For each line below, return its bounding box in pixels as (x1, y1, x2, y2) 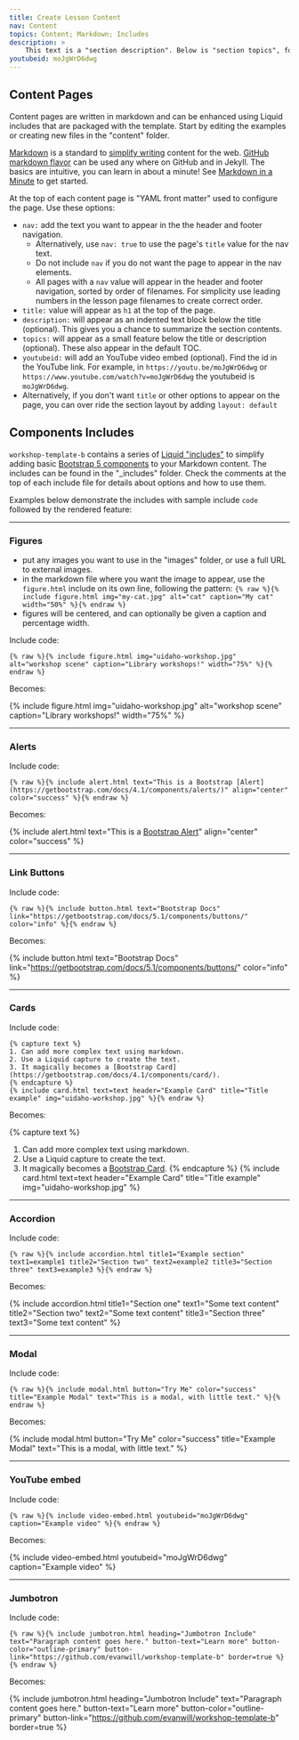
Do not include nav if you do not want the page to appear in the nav (35, 257, 282, 268)
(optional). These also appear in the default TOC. (21, 342, 202, 353)
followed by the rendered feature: (9, 504, 132, 515)
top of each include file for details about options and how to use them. (9, 477, 267, 488)
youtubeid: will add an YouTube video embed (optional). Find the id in (21, 352, 278, 362)
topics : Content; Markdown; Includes (9, 29, 149, 38)
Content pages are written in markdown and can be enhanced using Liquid (9, 110, 283, 121)
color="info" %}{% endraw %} (9, 919, 117, 929)
